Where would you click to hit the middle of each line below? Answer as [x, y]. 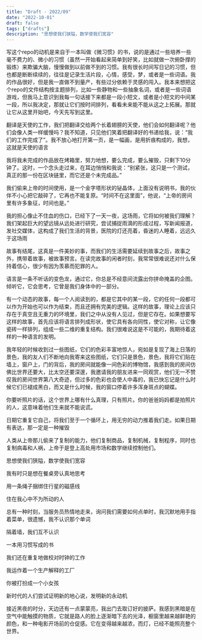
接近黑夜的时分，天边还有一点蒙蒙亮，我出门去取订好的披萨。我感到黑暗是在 [101, 609]
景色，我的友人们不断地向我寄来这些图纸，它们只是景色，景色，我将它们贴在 [101, 357]
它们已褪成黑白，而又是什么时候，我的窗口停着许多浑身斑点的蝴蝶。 [96, 387]
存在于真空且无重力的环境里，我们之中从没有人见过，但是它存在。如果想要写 [101, 314]
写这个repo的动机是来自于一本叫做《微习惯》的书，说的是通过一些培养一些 [99, 52]
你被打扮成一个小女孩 [32, 583]
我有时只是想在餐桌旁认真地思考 [46, 474]
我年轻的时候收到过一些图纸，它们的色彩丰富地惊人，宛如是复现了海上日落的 [101, 350]
